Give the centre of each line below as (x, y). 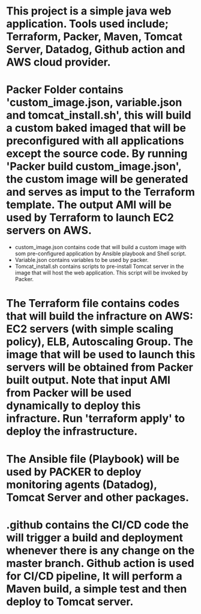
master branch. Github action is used (100, 563)
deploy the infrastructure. (72, 431)
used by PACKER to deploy (74, 472)
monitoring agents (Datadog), (82, 484)
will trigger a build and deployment (95, 538)
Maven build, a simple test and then (97, 589)
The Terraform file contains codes (93, 304)
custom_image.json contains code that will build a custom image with (100, 247)
